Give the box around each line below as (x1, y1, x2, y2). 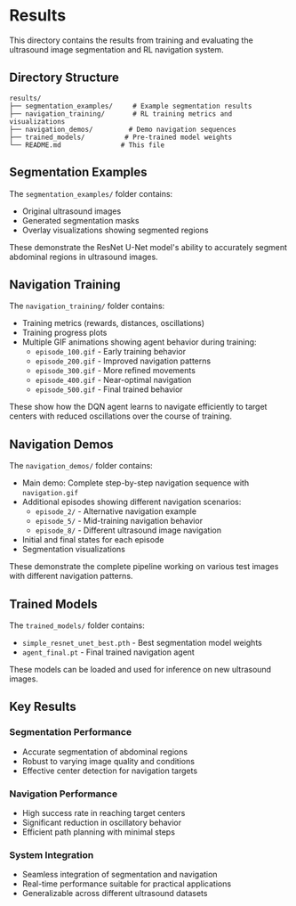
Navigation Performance (9, 788, 118, 800)
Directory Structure (9, 70, 120, 86)
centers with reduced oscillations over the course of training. (9, 411, 233, 421)
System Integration (9, 848, 94, 861)
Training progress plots (21, 327, 108, 339)
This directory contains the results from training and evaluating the (9, 35, 253, 45)
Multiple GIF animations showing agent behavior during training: (21, 337, 257, 347)
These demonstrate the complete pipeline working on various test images (9, 561, 279, 572)
